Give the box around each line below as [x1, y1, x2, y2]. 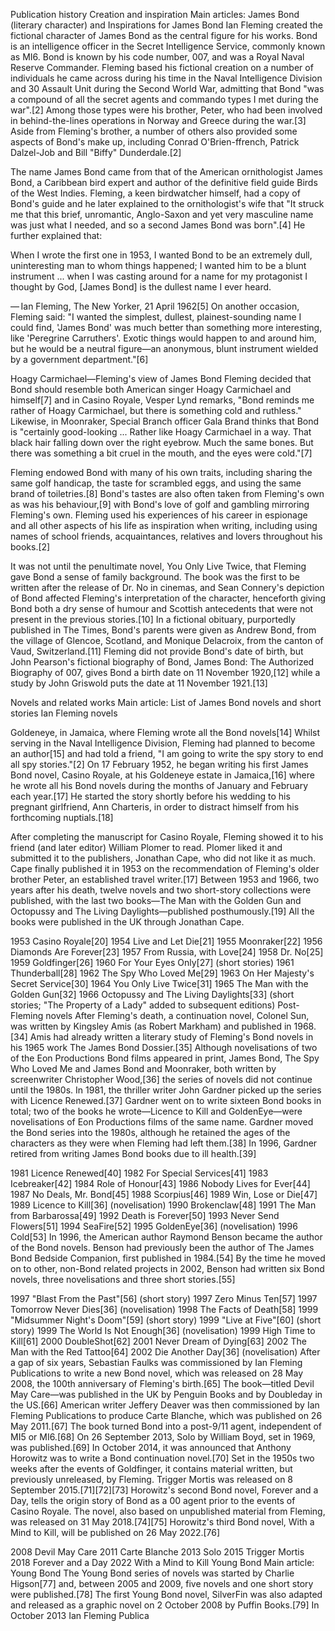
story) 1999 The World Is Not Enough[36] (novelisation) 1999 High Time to [10, 1325, 316, 1336]
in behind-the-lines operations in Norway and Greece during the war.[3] [10, 115, 307, 126]
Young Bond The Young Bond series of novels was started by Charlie [10, 1567, 295, 1579]
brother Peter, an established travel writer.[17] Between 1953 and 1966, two [10, 874, 320, 885]
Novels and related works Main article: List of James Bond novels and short [10, 697, 322, 708]
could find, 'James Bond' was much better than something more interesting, [10, 322, 323, 333]
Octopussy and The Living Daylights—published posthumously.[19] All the [10, 905, 315, 917]
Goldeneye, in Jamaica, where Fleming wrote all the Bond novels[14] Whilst [10, 727, 321, 738]
